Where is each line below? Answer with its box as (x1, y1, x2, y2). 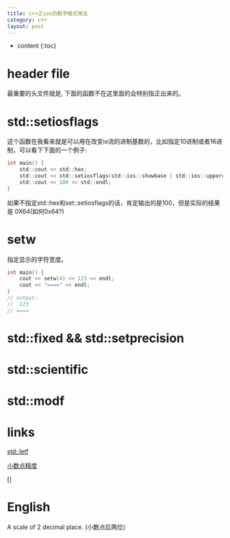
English (7, 500, 51, 515)
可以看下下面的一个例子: (18, 146, 88, 155)
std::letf (7, 447, 29, 456)
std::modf (7, 393, 65, 409)
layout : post (7, 23, 44, 30)
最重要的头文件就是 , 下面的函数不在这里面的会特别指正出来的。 (7, 89, 185, 98)
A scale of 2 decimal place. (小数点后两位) (7, 523, 126, 531)
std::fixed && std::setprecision (7, 330, 185, 346)
